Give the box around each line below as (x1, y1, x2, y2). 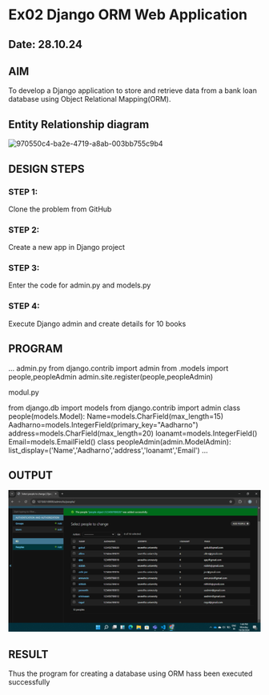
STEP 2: (8, 224, 40, 235)
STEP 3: (8, 263, 40, 274)
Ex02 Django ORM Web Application (8, 6, 248, 24)
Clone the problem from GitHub (8, 204, 112, 214)
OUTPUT (8, 468, 54, 482)
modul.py (8, 387, 40, 397)
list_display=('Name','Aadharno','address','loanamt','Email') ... (8, 445, 208, 455)
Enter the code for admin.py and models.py (8, 280, 151, 290)
